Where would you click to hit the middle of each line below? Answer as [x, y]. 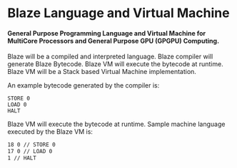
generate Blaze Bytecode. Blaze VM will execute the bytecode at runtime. [115, 64]
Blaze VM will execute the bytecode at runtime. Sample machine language [116, 124]
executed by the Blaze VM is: [50, 132]
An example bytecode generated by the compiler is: [84, 85]
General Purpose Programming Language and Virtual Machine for [106, 33]
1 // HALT [22, 158]
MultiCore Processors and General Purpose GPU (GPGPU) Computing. [114, 41]
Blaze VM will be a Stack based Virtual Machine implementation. [102, 72]
